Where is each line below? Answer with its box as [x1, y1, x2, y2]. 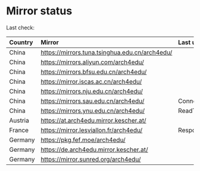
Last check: [6, 24, 35, 31]
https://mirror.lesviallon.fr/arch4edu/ [40, 126, 143, 134]
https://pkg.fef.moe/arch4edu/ [40, 136, 126, 144]
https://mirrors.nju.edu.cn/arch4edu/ [40, 87, 143, 95]
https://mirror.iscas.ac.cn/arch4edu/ [40, 77, 142, 85]
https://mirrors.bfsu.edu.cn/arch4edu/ [40, 68, 147, 76]
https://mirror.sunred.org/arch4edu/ [40, 155, 141, 163]
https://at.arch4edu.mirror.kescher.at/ [40, 116, 147, 124]
